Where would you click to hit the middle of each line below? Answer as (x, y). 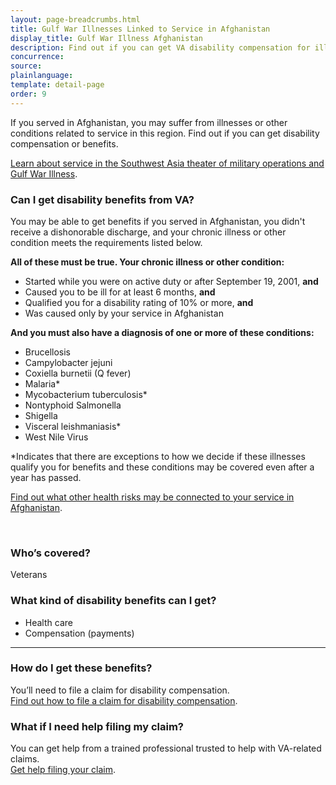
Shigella (41, 415)
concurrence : (37, 57)
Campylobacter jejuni (68, 362)
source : (26, 66)
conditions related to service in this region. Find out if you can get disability (165, 133)
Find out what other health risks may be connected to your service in (152, 497)
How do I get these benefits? (81, 668)
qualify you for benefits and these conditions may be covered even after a (162, 467)
